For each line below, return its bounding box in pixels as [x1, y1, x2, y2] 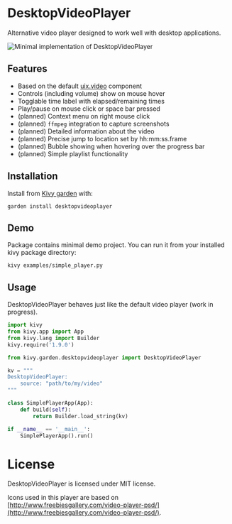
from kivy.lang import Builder [7, 334, 100, 342]
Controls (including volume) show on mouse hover [17, 89, 165, 97]
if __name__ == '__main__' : [7, 425, 91, 432]
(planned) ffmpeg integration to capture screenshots [17, 119, 170, 128]
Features [7, 62, 48, 75]
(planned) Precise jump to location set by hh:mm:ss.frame [17, 134, 187, 143]
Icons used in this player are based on [7, 493, 119, 502]
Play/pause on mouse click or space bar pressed [17, 104, 161, 113]
